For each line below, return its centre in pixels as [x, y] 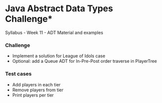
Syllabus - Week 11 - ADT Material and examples [54, 32]
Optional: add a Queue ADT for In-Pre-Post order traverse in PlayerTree [84, 61]
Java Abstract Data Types [59, 9]
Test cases [18, 74]
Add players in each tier [36, 84]
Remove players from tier [38, 90]
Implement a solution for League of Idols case [59, 56]
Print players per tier [33, 95]
